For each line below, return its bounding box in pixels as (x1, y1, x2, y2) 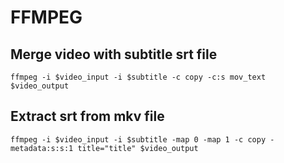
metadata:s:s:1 (10, 143, 74, 153)
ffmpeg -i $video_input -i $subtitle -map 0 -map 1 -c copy (10, 134, 267, 145)
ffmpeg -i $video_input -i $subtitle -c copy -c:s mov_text (10, 72, 267, 82)
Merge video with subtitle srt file (10, 46, 218, 63)
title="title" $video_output (77, 143, 199, 153)
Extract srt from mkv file (10, 108, 165, 125)
